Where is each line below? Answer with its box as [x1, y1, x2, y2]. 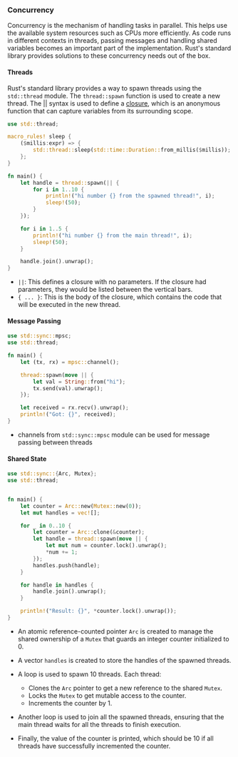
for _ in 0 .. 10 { [20, 522, 72, 529]
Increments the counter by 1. [28, 698, 113, 707]
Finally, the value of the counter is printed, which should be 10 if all [17, 733, 214, 743]
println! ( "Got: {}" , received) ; [20, 411, 116, 418]
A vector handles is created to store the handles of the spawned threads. [17, 656, 232, 664]
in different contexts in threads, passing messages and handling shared [7, 36, 217, 45]
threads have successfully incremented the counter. [17, 741, 171, 750]
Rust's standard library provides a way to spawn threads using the [7, 83, 202, 92]
